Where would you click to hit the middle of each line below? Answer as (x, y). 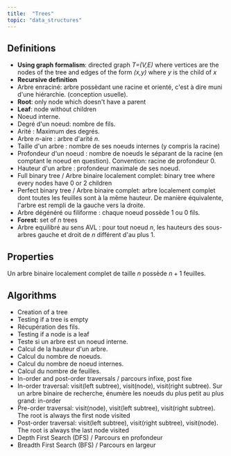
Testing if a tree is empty (53, 319)
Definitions (32, 48)
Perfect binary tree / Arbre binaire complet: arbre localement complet (116, 190)
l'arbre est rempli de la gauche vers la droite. (81, 205)
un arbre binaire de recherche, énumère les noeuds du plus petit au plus (120, 393)
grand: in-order (39, 400)
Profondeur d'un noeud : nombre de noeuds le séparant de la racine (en (120, 154)
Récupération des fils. (48, 327)
